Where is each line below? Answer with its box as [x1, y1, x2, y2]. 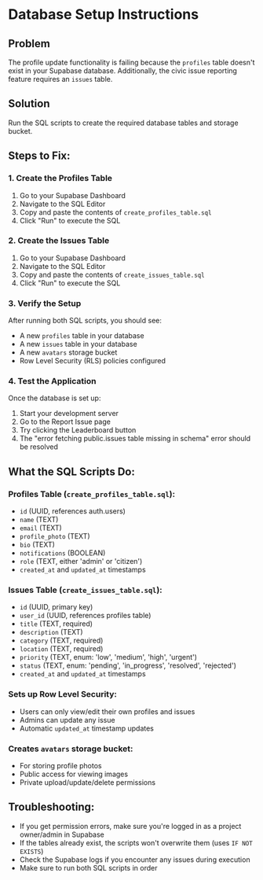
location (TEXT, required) [19, 644, 104, 654]
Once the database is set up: [8, 393, 101, 403]
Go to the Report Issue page [19, 417, 111, 426]
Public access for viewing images [19, 769, 128, 779]
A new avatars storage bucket [19, 348, 118, 357]
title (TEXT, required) [19, 619, 93, 628]
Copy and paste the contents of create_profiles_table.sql [19, 207, 212, 217]
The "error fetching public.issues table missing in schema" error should [19, 434, 251, 444]
